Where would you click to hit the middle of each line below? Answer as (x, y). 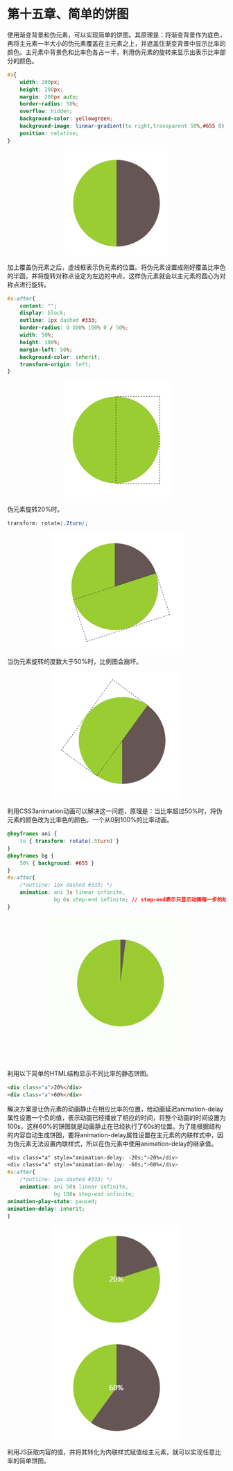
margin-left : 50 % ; (46, 350)
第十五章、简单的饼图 (68, 14)
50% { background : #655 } (57, 863)
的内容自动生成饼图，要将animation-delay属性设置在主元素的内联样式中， (112, 1134)
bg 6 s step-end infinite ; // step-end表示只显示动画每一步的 (138, 900)
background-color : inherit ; (60, 357)
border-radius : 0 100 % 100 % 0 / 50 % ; (74, 328)
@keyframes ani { (32, 834)
